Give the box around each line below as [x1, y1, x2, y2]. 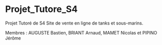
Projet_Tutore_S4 [5, 3, 78, 15]
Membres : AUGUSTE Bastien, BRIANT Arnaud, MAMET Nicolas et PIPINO [5, 29, 157, 35]
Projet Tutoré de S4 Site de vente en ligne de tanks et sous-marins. [5, 20, 143, 26]
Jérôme [5, 35, 21, 41]
